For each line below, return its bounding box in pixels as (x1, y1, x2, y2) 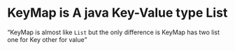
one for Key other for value (7, 35, 85, 43)
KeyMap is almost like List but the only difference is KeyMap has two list (10, 28, 220, 36)
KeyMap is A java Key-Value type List (7, 5, 228, 21)
